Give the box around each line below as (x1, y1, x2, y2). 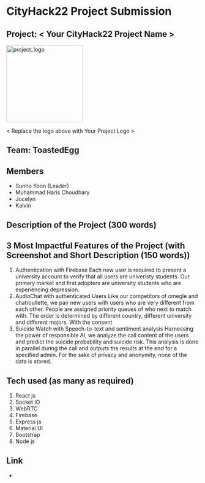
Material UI (15, 425, 43, 432)
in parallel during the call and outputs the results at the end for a (15, 345, 177, 352)
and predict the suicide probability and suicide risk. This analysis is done (15, 338, 199, 345)
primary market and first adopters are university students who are (15, 280, 182, 287)
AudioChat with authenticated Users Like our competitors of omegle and (15, 293, 198, 300)
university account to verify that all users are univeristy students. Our (15, 273, 190, 280)
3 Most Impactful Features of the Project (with (6, 240, 185, 251)
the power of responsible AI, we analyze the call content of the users (15, 332, 189, 339)
